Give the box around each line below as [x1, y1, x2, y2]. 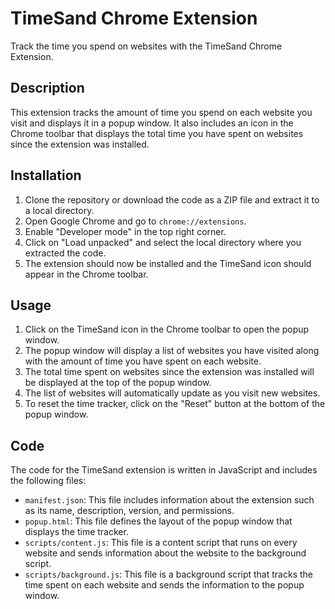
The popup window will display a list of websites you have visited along [24, 345, 320, 357]
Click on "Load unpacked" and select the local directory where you [24, 236, 302, 248]
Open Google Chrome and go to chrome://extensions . [24, 215, 247, 227]
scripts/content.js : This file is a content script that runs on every [24, 537, 298, 549]
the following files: [10, 475, 87, 487]
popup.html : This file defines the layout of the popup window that [24, 515, 293, 527]
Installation [10, 167, 82, 184]
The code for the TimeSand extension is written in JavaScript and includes [10, 464, 318, 476]
